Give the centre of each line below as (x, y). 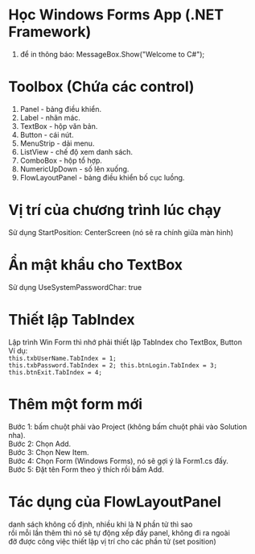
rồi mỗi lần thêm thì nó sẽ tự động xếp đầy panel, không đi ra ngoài (119, 532)
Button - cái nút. (47, 134)
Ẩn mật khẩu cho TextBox (96, 265)
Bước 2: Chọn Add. (40, 444)
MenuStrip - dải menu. (57, 143)
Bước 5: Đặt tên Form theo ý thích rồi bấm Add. (86, 469)
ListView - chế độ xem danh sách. (76, 151)
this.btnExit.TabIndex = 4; (56, 372)
